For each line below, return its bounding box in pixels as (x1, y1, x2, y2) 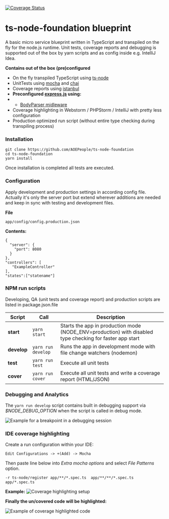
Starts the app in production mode (60, 322, 141, 329)
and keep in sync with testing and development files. (5, 199, 115, 205)
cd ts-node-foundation (5, 151, 53, 157)
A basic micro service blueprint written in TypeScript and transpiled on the (5, 39, 159, 45)
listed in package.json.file (5, 301, 58, 307)
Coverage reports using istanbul (12, 85, 79, 91)
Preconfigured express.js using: (12, 91, 81, 97)
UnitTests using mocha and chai (12, 80, 79, 86)
